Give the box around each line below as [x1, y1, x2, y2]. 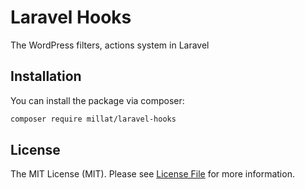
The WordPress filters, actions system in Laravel [10, 39, 210, 51]
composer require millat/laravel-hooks [10, 114, 177, 124]
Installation [10, 68, 82, 85]
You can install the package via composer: [10, 94, 185, 106]
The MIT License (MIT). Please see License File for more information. [10, 168, 295, 180]
